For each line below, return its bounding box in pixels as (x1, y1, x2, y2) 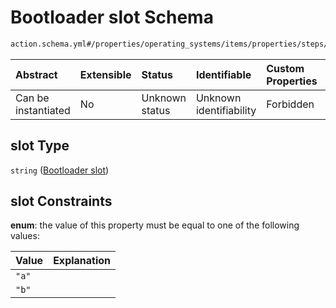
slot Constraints (10, 193, 113, 210)
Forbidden (266, 97, 315, 111)
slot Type (10, 137, 70, 155)
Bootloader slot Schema (10, 6, 214, 29)
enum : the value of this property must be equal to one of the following (10, 219, 300, 231)
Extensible (79, 67, 132, 81)
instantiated (15, 103, 71, 117)
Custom (266, 61, 305, 75)
